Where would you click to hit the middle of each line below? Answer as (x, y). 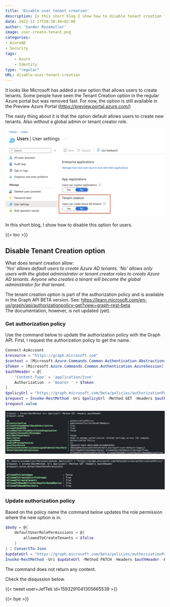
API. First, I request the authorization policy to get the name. (68, 340)
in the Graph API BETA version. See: (43, 300)
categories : (18, 38)
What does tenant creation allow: (40, 263)
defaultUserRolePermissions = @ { (50, 533)
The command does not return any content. (51, 569)
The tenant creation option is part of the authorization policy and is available (85, 294)
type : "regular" (22, 70)
